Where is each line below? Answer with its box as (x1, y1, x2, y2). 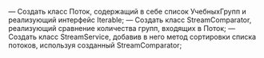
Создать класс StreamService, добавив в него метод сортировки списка (8, 32, 257, 41)
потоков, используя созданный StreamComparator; (8, 41, 182, 50)
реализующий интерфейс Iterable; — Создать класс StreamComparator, (8, 15, 252, 25)
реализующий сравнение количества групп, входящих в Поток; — (8, 24, 236, 33)
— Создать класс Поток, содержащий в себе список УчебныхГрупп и (8, 7, 246, 16)
